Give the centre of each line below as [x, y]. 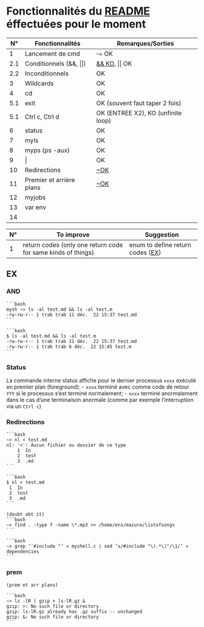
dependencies [23, 552]
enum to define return [160, 244]
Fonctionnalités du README [78, 11]
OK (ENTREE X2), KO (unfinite [139, 113]
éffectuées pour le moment [76, 24]
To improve [73, 234]
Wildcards [39, 83]
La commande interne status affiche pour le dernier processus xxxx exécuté [101, 380]
